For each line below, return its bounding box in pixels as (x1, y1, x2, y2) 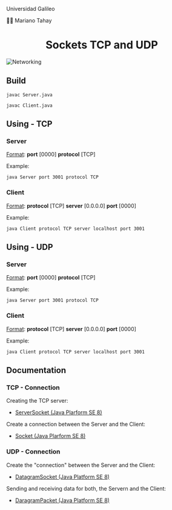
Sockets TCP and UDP (45, 38, 159, 52)
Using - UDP (6, 242, 53, 252)
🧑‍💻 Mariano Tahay (6, 17, 52, 24)
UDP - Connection (6, 448, 61, 456)
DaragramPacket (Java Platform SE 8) (15, 497, 110, 504)
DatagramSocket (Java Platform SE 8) (15, 473, 110, 480)
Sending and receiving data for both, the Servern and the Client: (6, 485, 167, 492)
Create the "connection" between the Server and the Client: (6, 461, 156, 469)
